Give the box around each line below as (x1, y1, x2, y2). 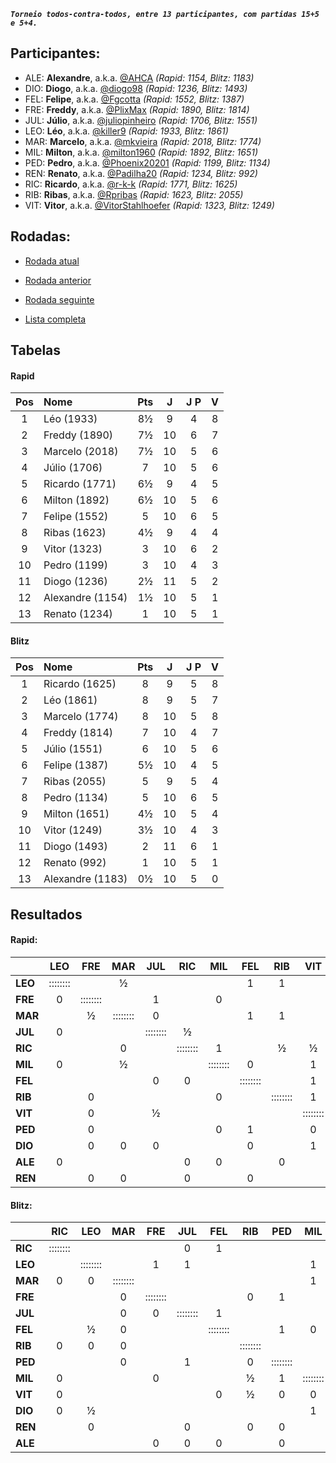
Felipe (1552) (43, 510, 109, 524)
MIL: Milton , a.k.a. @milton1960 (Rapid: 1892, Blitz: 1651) (24, 146, 259, 158)
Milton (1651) (43, 807, 110, 821)
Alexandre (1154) (43, 591, 128, 605)
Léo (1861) (43, 693, 98, 707)
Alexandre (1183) (43, 872, 128, 886)
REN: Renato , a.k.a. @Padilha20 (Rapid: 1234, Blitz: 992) (24, 167, 258, 179)
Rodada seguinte (24, 293, 95, 305)
